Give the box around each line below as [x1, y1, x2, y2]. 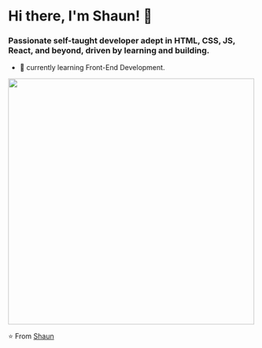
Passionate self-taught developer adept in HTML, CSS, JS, [8, 35, 236, 46]
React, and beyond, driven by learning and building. [8, 45, 210, 56]
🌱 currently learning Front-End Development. [19, 63, 165, 72]
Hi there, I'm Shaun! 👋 [8, 7, 153, 25]
